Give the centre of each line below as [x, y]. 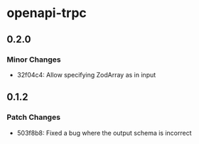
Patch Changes [34, 117]
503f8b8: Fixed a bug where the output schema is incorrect [104, 133]
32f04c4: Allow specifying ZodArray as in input [86, 74]
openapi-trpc [47, 13]
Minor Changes [34, 60]
